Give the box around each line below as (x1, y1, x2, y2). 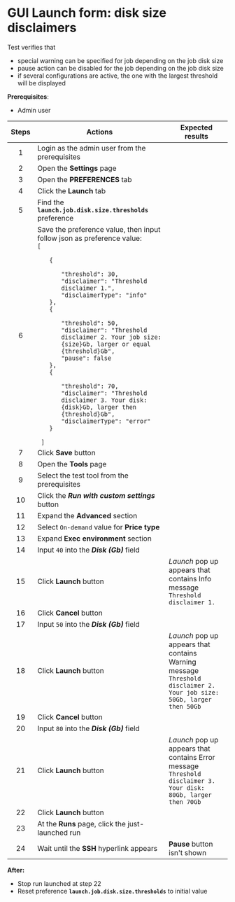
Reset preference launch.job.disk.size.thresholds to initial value (17, 887, 208, 895)
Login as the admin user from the (37, 143, 146, 153)
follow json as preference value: (37, 233, 142, 243)
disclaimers (7, 20, 77, 36)
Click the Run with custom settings (37, 490, 155, 500)
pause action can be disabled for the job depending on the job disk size (17, 64, 224, 72)
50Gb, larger (169, 695, 212, 703)
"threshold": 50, (61, 319, 119, 327)
